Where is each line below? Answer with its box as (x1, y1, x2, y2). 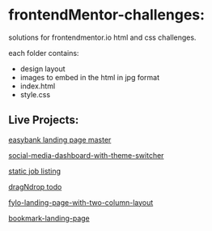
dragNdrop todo (8, 182, 62, 191)
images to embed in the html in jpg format (19, 72, 160, 82)
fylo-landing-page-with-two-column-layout (8, 197, 154, 207)
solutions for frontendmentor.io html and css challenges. (8, 32, 197, 42)
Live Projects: (8, 113, 79, 127)
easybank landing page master (8, 135, 112, 144)
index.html (19, 81, 56, 91)
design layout (19, 63, 66, 74)
